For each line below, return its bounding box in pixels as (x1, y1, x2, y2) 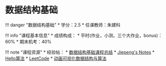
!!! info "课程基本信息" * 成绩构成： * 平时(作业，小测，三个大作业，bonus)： (5, 32, 162, 38)
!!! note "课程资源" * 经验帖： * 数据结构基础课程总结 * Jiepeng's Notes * (5, 49, 155, 55)
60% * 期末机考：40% (5, 38, 51, 45)
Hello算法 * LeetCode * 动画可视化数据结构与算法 (5, 55, 106, 61)
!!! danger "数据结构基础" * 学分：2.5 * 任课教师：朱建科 (5, 22, 121, 28)
